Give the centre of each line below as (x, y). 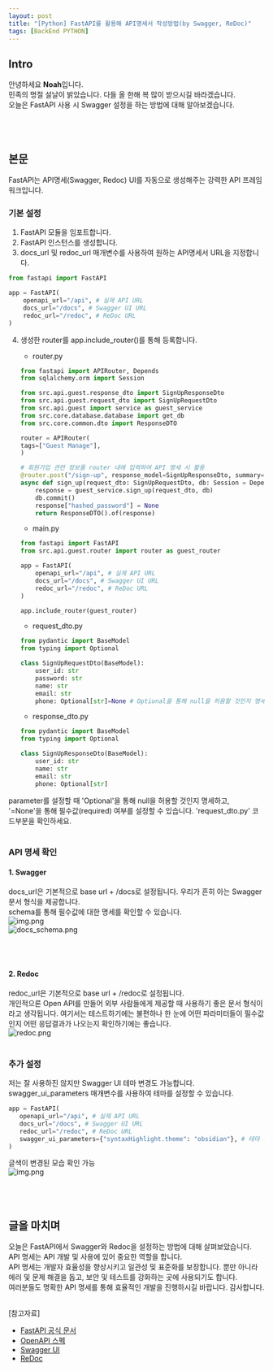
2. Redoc (24, 974)
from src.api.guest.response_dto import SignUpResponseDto (122, 393)
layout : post (30, 16)
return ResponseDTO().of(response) (95, 513)
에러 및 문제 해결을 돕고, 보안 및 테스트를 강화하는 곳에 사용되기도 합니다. (123, 1278)
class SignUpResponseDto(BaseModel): (84, 754)
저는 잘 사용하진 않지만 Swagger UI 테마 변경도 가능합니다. (102, 1083)
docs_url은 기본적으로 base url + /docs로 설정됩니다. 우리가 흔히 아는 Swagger (135, 892)
